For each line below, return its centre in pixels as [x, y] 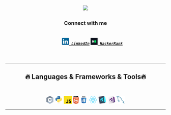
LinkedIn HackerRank [97, 44]
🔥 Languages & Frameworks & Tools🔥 [85, 77]
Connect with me [85, 23]
